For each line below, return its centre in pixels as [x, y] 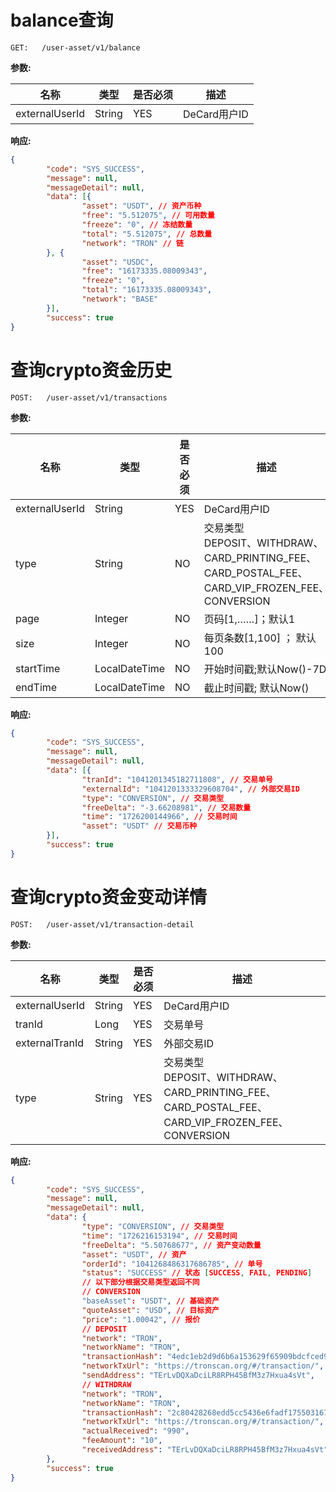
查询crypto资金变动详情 [108, 897]
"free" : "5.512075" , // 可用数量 [148, 216]
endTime [36, 687]
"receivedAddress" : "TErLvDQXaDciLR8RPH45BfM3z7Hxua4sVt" [205, 1450]
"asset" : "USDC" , [118, 262]
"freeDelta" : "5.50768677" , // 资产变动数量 [171, 1245]
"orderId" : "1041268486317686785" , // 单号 [172, 1264]
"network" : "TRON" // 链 [132, 243]
